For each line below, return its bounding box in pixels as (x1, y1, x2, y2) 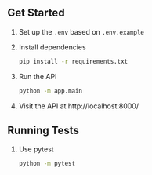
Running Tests (7, 123, 79, 137)
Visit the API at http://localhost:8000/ (18, 101, 139, 111)
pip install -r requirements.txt (18, 57, 128, 65)
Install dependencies (18, 42, 87, 52)
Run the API (18, 71, 57, 81)
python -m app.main (18, 86, 83, 95)
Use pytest (18, 144, 54, 154)
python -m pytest (18, 160, 76, 168)
